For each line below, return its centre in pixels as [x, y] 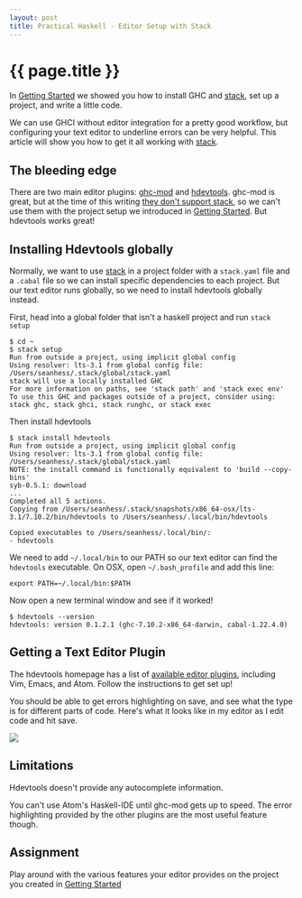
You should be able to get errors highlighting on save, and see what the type [151, 701]
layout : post [34, 18]
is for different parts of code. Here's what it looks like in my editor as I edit [146, 710]
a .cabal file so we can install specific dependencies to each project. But [145, 281]
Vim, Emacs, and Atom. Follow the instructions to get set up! [121, 683]
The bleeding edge [63, 170]
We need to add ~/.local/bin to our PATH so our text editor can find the [143, 558]
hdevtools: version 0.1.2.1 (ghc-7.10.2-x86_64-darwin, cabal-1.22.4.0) [149, 625]
